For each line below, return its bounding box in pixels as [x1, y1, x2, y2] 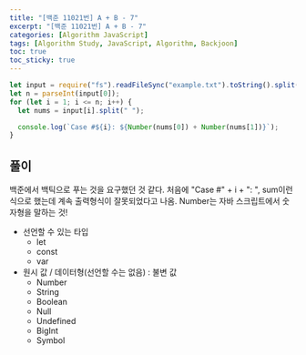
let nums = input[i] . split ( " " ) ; [17, 106, 145, 115]
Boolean [36, 297, 68, 308]
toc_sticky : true [9, 56, 76, 65]
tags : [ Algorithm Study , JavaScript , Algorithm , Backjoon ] [9, 38, 239, 48]
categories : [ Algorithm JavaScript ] [9, 30, 148, 39]
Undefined [36, 316, 76, 327]
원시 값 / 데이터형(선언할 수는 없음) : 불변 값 [22, 267, 178, 278]
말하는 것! [33, 207, 68, 218]
